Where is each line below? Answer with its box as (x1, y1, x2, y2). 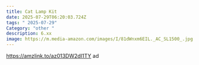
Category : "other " (6, 25, 55, 31)
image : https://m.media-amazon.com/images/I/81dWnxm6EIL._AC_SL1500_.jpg (6, 36, 194, 42)
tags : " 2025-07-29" (6, 19, 58, 25)
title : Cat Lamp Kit (6, 8, 58, 15)
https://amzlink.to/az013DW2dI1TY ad (6, 53, 99, 59)
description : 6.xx (6, 31, 52, 37)
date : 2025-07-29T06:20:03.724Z (6, 14, 86, 20)
